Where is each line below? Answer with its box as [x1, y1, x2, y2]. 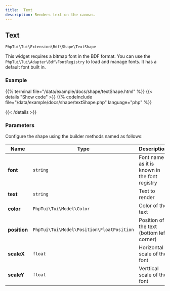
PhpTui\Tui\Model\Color [32, 206, 90, 211]
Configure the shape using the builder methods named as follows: [5, 133, 143, 139]
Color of [139, 202, 158, 209]
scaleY [8, 271, 24, 278]
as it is [139, 160, 154, 167]
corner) [139, 236, 157, 243]
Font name [139, 153, 164, 160]
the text [139, 223, 157, 230]
